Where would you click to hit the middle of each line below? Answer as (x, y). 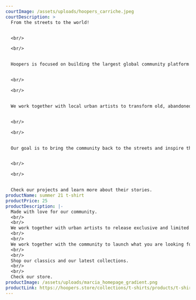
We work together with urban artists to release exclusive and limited (100, 228)
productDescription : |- (35, 206)
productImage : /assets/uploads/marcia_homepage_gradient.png (82, 282)
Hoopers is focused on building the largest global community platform (100, 64)
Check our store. (32, 277)
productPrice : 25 (27, 201)
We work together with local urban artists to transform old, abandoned (101, 106)
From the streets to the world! (50, 22)
